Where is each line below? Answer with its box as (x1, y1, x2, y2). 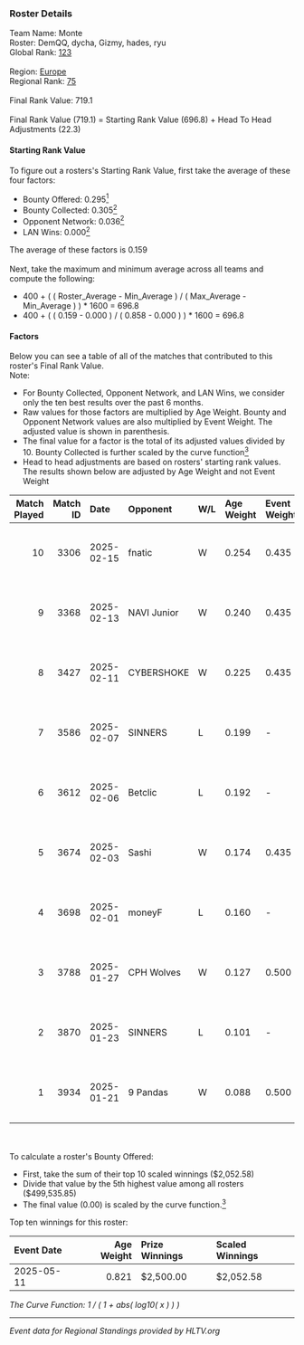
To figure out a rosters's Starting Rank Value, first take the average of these (9, 165, 291, 176)
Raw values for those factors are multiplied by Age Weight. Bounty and (22, 406, 287, 418)
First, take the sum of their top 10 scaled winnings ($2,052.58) (22, 1169, 255, 1179)
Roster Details (9, 7, 73, 20)
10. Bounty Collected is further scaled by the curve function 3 (22, 445, 249, 457)
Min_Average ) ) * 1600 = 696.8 (22, 300, 139, 311)
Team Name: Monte (9, 28, 83, 39)
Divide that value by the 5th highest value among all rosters (22, 1178, 244, 1188)
